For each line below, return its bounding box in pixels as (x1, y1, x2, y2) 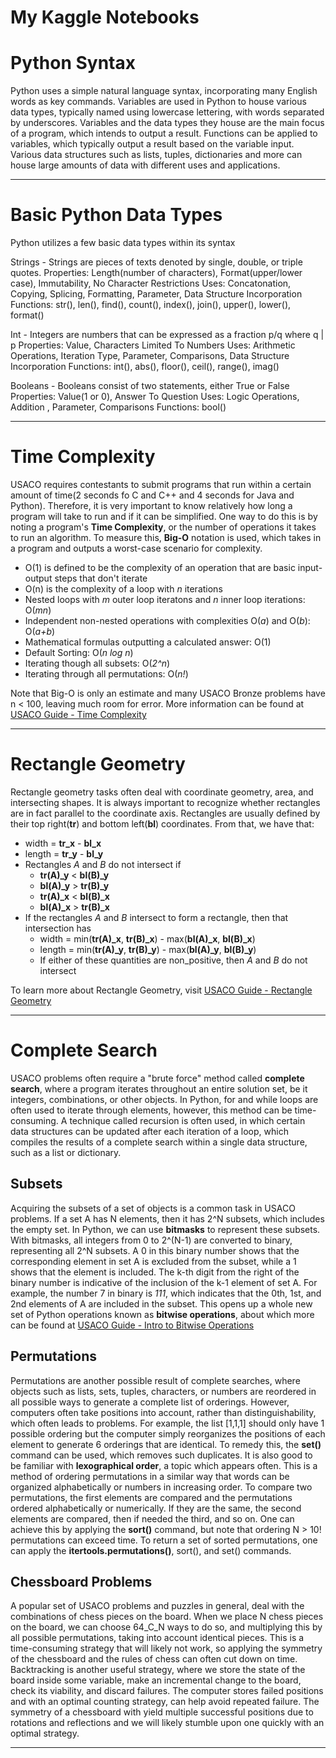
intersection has (24, 922, 92, 934)
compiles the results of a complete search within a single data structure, (10, 1136, 308, 1148)
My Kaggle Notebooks (10, 6, 200, 29)
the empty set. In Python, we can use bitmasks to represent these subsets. (10, 1223, 321, 1235)
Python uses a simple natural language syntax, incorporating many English (10, 85, 318, 97)
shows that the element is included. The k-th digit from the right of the (10, 1266, 300, 1278)
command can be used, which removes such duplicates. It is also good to (10, 1449, 313, 1461)
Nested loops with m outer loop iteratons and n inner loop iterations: (24, 594, 306, 605)
